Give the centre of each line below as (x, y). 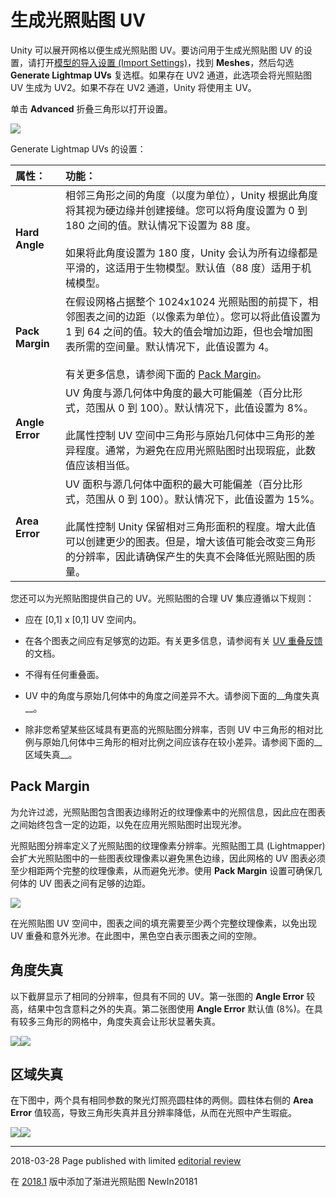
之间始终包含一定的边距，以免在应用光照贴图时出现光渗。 (128, 824)
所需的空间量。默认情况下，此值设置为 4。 (174, 346)
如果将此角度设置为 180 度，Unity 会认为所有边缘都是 (191, 253)
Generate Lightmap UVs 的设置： (78, 148)
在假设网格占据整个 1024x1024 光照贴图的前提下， (186, 301)
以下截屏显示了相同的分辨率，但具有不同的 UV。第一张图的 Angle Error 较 (163, 996)
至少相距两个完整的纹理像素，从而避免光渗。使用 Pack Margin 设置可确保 (162, 870)
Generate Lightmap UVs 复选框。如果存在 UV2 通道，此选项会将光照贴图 (161, 75)
